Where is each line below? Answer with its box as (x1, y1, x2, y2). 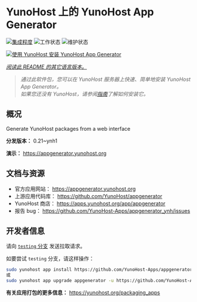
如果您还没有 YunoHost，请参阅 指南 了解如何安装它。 (20, 90, 149, 97)
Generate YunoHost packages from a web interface (6, 125, 131, 132)
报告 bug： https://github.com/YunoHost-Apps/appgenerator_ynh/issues (14, 207, 191, 214)
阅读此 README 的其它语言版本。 (6, 63, 87, 70)
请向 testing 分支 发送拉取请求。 (6, 243, 86, 250)
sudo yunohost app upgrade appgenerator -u (6, 278, 114, 284)
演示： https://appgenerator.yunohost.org (6, 150, 107, 157)
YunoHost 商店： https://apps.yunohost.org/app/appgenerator (14, 200, 166, 207)
